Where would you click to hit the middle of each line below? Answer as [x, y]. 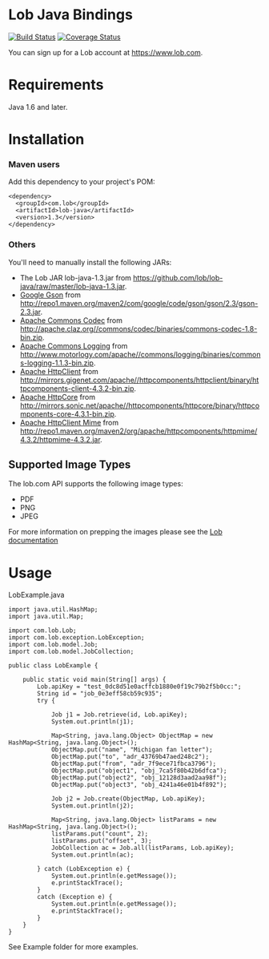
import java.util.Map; [46, 617]
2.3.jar [30, 312]
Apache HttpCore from [58, 397]
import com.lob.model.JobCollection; [71, 652]
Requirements [56, 85]
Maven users [34, 164]
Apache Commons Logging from [74, 345]
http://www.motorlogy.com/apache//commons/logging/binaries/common [140, 354]
